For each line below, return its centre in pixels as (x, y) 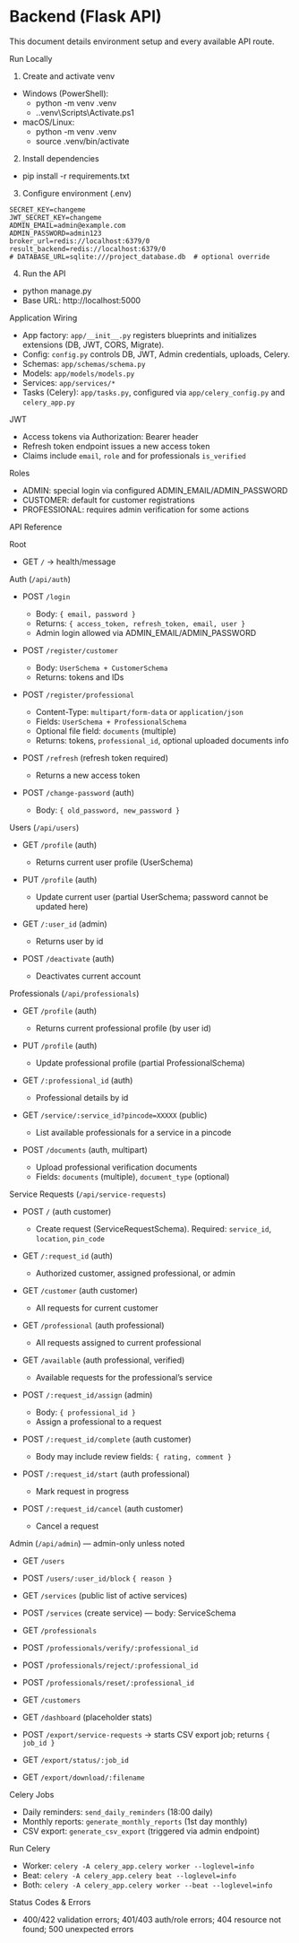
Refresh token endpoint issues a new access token (116, 446)
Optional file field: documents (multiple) (106, 731)
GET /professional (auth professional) (93, 1325)
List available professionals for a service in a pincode (133, 1132)
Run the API (44, 273)
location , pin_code (70, 1238)
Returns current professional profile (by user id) (124, 1028)
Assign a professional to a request (98, 1421)
